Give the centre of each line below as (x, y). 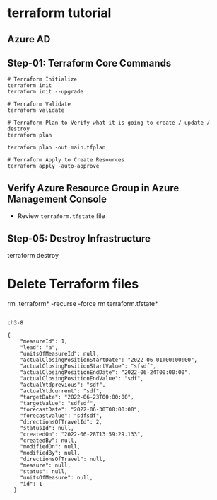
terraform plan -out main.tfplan (57, 148)
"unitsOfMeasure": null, (57, 477)
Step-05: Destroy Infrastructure (79, 238)
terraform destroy (33, 256)
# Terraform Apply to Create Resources (66, 160)
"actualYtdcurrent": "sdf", (61, 391)
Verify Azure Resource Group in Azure (93, 188)
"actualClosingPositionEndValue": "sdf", (82, 378)
